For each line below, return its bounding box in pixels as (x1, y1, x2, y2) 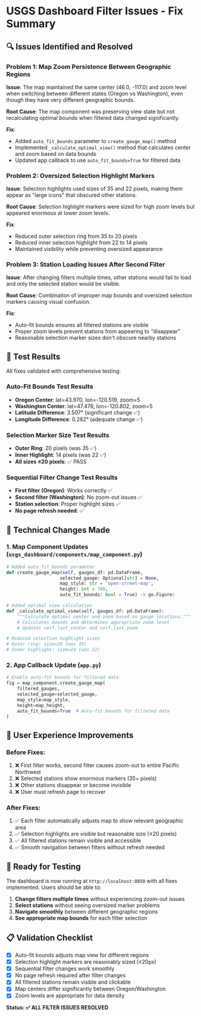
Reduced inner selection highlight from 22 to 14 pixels (14, 239, 148, 246)
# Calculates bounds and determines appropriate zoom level (17, 619, 170, 625)
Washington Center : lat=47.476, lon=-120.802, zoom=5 (14, 403, 153, 410)
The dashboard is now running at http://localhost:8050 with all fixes (6, 878, 178, 885)
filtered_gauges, (17, 686, 60, 692)
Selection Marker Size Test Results (6, 431, 109, 439)
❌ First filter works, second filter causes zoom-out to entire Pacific (14, 762, 179, 769)
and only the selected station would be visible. (6, 280, 121, 288)
